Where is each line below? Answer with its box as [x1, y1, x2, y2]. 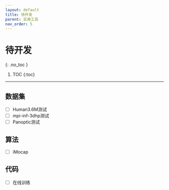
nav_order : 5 [5, 21, 33, 27]
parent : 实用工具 [5, 17, 39, 22]
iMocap [12, 149, 29, 155]
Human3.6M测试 [12, 106, 47, 112]
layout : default [5, 7, 39, 13]
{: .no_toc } [5, 61, 28, 68]
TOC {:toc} [12, 72, 35, 78]
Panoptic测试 [12, 119, 40, 125]
